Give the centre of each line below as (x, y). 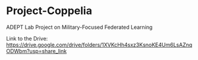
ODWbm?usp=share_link (37, 51)
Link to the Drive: (27, 38)
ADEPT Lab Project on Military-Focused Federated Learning (79, 27)
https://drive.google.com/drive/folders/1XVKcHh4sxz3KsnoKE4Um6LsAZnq (99, 45)
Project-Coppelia (49, 11)
